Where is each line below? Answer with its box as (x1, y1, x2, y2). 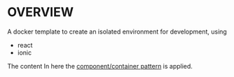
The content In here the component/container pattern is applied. (7, 62, 193, 70)
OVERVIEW (7, 4, 74, 20)
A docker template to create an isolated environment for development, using (7, 27, 228, 36)
